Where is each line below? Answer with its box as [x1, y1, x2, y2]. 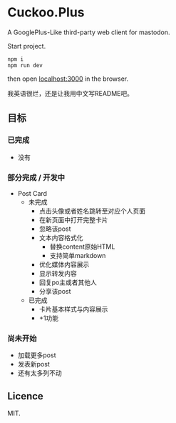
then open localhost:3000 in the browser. [7, 74, 129, 83]
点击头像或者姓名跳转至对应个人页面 [38, 206, 146, 215]
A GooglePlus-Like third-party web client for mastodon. [7, 28, 170, 36]
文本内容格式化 [38, 233, 83, 242]
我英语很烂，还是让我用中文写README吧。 [7, 89, 134, 97]
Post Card [17, 189, 48, 197]
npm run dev [7, 61, 43, 69]
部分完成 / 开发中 [7, 172, 66, 182]
